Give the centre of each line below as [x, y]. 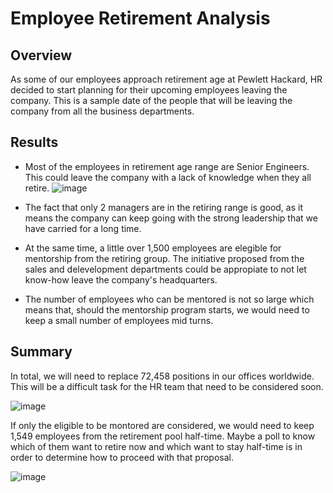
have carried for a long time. [83, 228]
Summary [41, 352]
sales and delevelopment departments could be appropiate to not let [165, 269]
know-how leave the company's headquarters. [121, 279]
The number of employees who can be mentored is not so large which [169, 299]
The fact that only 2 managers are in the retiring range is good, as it [164, 207]
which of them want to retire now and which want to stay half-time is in [156, 446]
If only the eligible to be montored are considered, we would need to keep [162, 425]
